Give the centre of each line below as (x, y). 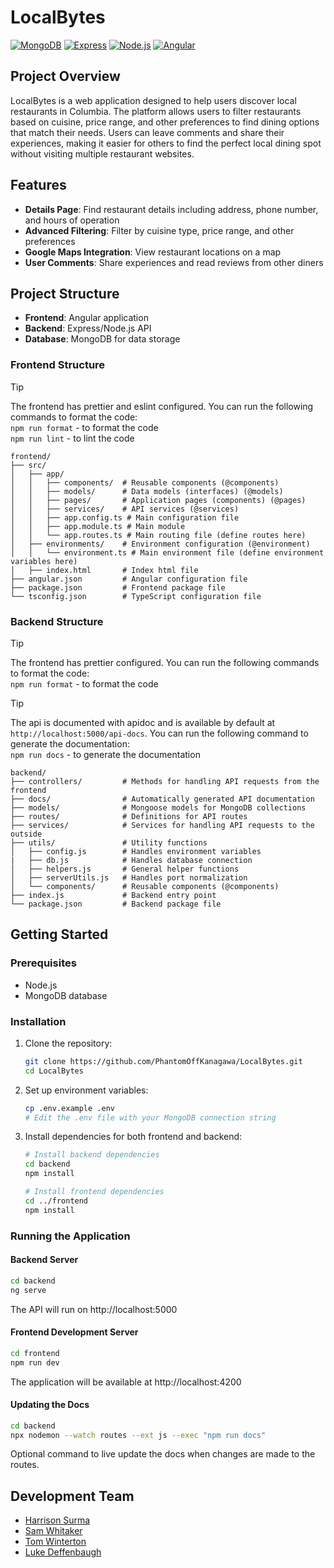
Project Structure (65, 293)
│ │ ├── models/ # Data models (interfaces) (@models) (147, 491)
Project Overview (65, 76)
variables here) (44, 561)
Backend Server (44, 1260)
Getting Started (59, 934)
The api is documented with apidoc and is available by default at (143, 722)
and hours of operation (72, 220)
